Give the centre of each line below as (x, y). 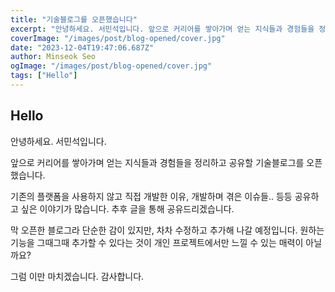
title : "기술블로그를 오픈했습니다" (74, 19)
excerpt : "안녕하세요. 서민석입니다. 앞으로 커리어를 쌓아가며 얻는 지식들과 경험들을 (162, 29)
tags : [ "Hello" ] (44, 76)
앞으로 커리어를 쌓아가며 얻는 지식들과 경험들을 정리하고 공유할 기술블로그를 (157, 162)
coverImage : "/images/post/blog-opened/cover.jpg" (118, 38)
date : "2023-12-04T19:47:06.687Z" (82, 47)
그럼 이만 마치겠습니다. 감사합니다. (77, 276)
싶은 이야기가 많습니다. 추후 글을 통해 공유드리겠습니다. (127, 208)
